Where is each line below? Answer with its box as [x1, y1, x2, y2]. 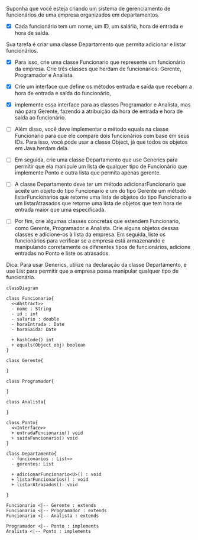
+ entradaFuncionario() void [11, 430, 83, 436]
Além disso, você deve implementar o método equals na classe [14, 125, 169, 132]
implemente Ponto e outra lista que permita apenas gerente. [14, 169, 161, 176]
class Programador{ [6, 378, 54, 384]
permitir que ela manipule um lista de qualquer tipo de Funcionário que [14, 163, 187, 170]
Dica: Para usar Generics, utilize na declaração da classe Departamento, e [6, 261, 187, 268]
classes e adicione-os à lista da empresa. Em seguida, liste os [14, 231, 166, 238]
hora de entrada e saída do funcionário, [14, 90, 111, 97]
